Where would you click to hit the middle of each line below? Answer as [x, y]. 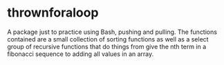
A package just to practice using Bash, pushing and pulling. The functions [112, 32]
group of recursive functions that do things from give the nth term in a [107, 46]
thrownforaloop [53, 13]
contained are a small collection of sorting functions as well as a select [108, 39]
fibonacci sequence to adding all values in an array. [81, 54]
